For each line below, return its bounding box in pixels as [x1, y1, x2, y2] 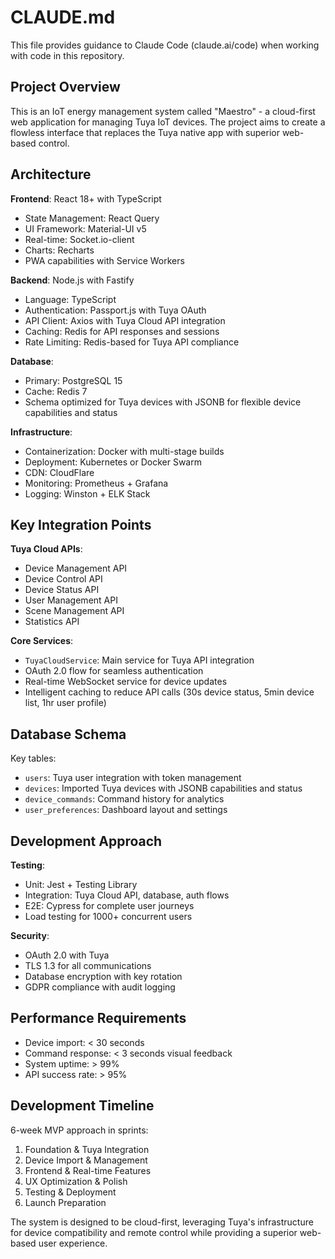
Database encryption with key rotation [24, 971, 183, 982]
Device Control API [24, 573, 103, 585]
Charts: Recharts [24, 244, 95, 256]
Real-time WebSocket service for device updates [24, 676, 228, 688]
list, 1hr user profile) [24, 697, 107, 709]
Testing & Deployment [24, 1186, 117, 1198]
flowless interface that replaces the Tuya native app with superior [10, 126, 280, 138]
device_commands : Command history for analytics [24, 793, 225, 805]
